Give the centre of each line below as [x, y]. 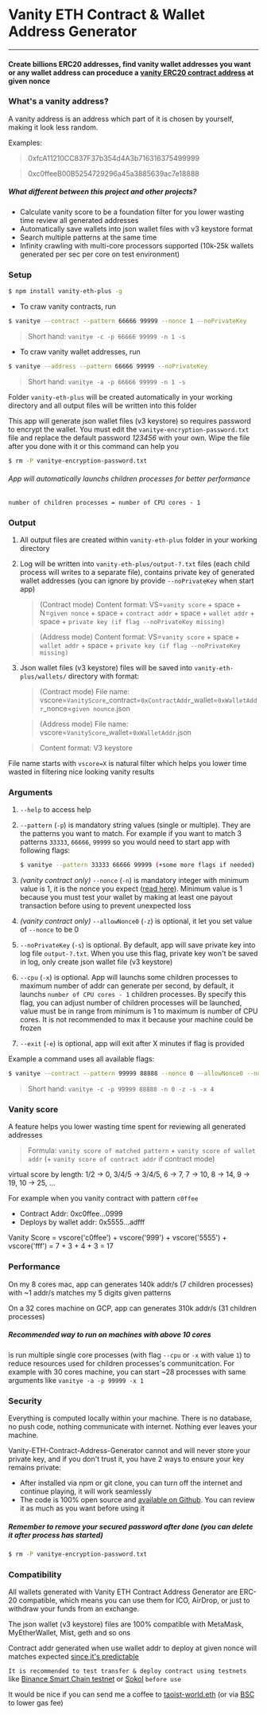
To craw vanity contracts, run [68, 306]
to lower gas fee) [36, 1703]
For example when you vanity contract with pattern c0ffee [103, 1198]
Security [25, 1401]
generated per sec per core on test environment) [100, 254]
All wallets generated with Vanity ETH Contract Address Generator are [123, 1592]
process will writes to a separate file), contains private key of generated [137, 572]
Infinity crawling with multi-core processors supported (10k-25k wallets [137, 245]
